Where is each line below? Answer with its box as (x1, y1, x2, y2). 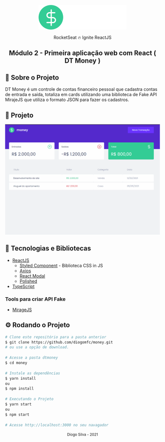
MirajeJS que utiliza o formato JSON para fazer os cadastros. (5, 97, 129, 103)
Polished (19, 278, 38, 284)
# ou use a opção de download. (5, 345, 69, 350)
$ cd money (5, 361, 27, 365)
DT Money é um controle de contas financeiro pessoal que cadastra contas (5, 86, 158, 92)
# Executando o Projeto (5, 397, 54, 402)
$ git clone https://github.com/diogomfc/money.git (5, 339, 113, 345)
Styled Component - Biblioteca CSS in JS (19, 262, 103, 268)
